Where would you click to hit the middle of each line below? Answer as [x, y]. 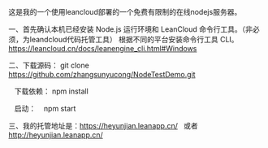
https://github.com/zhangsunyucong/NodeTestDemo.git [102, 74]
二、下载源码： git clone [49, 65]
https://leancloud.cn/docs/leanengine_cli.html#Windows [103, 48]
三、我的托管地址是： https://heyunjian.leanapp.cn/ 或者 [104, 126]
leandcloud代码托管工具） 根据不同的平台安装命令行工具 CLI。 [134, 39]
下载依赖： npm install [52, 91]
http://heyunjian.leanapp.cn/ [56, 135]
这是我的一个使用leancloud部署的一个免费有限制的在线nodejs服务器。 [125, 12]
